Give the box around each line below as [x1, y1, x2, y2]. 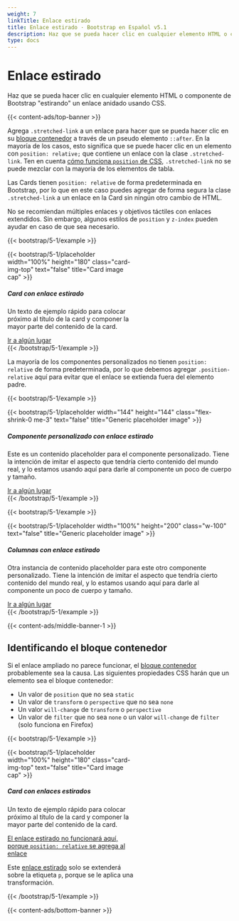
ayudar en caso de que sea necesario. [7, 223, 119, 231]
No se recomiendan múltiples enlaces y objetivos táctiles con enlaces [7, 208, 212, 216]
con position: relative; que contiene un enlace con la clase [7, 149, 188, 158]
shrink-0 [7, 415, 33, 424]
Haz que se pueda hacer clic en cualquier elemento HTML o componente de [7, 91, 231, 100]
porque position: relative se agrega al [7, 841, 126, 850]
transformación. [7, 878, 55, 887]
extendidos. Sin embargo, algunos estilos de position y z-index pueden [7, 215, 218, 223]
